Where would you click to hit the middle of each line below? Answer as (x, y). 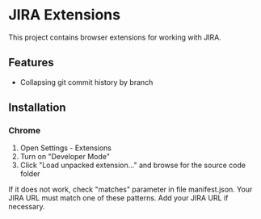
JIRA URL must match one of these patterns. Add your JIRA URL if (118, 198)
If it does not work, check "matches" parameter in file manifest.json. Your (130, 190)
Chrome (25, 131)
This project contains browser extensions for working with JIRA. (115, 37)
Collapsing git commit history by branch (86, 82)
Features (31, 63)
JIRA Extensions (65, 15)
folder (30, 174)
